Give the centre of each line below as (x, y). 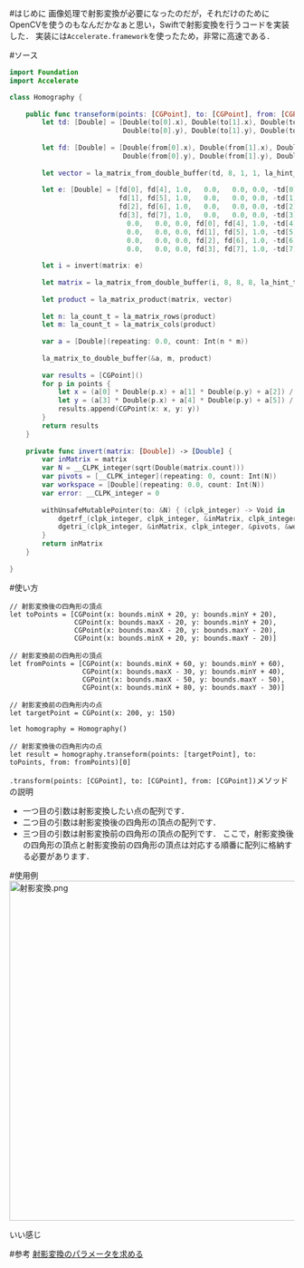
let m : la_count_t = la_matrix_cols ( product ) (129, 324)
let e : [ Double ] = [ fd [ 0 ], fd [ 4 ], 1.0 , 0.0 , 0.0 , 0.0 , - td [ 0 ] (170, 190)
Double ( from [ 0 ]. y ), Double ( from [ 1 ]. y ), (198, 156)
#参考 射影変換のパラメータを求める (76, 1253)
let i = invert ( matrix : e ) (93, 266)
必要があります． (62, 856)
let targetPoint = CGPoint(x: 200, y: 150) (93, 713)
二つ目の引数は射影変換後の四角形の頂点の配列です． (122, 822)
